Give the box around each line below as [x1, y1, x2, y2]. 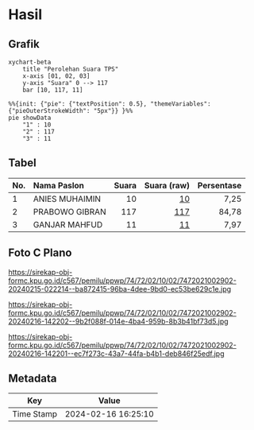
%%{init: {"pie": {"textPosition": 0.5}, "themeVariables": [8, 100, 212, 108]
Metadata [8, 372, 57, 385]
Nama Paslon [33, 180, 85, 191]
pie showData [8, 114, 52, 122]
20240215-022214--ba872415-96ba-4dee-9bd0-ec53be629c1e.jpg [8, 284, 232, 293]
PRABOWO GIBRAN [33, 206, 106, 217]
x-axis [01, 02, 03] [22, 72, 90, 80]
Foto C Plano [8, 246, 72, 260]
